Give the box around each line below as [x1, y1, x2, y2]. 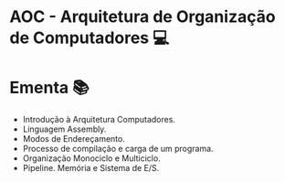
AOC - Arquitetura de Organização [9, 6, 276, 27]
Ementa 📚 [9, 78, 90, 98]
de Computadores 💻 [9, 27, 170, 48]
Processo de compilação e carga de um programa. [22, 144, 214, 155]
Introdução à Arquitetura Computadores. [22, 114, 176, 125]
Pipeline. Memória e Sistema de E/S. [22, 163, 160, 174]
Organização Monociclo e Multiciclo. [22, 153, 162, 164]
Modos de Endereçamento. [22, 134, 125, 145]
